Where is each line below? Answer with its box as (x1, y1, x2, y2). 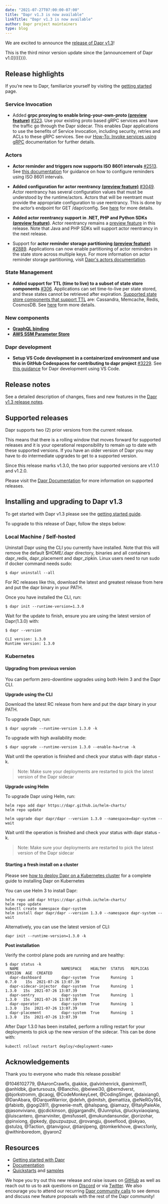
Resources (5, 1143, 40, 1152)
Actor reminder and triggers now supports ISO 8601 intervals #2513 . (12, 163, 158, 169)
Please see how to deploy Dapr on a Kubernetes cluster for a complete (5, 872, 151, 878)
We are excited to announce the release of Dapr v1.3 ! (5, 40, 115, 46)
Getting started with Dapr (12, 1157, 65, 1163)
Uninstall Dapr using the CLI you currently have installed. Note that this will (5, 544, 159, 551)
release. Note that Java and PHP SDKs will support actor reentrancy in (12, 225, 158, 231)
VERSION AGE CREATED (5, 971, 53, 976)
